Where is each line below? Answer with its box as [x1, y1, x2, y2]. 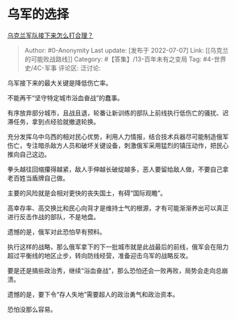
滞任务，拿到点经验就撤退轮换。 [7, 117, 100, 125]
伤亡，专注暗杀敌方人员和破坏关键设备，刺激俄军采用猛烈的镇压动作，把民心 [7, 141, 229, 149]
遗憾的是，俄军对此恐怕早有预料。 [7, 227, 106, 236]
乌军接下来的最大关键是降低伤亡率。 [7, 78, 112, 87]
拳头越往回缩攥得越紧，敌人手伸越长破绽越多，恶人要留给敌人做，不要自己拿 [7, 165, 229, 173]
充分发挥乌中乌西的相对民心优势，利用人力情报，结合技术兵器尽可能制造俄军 [7, 132, 229, 141]
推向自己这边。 [7, 149, 51, 159]
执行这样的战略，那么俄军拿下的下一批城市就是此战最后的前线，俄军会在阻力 [7, 242, 229, 251]
